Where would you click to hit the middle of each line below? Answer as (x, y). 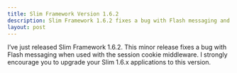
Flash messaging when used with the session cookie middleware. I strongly (118, 55)
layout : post (27, 27)
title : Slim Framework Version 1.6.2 (63, 14)
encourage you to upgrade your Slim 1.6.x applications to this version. (109, 62)
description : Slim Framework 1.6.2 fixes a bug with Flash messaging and (119, 21)
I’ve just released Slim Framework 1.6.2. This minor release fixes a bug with (117, 47)
